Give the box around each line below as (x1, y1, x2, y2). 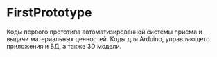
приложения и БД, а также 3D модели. (6, 42, 122, 50)
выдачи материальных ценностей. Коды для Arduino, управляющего (6, 34, 210, 43)
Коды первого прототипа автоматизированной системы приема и (6, 27, 202, 36)
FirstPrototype (6, 5, 92, 21)
